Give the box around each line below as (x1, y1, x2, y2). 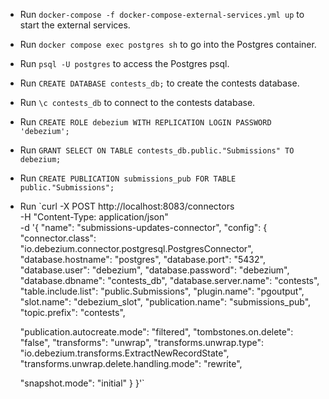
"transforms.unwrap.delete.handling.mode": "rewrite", (19, 358, 243, 369)
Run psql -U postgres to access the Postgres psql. (19, 58, 230, 69)
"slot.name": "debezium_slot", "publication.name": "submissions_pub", (19, 296, 312, 308)
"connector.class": (19, 232, 97, 244)
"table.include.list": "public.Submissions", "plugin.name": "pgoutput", (19, 285, 305, 297)
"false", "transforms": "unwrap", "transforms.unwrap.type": (19, 337, 265, 348)
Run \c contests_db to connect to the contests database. (19, 97, 256, 108)
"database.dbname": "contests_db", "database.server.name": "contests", (19, 275, 320, 286)
